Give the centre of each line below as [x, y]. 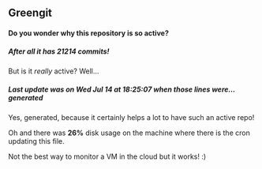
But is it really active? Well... [54, 71]
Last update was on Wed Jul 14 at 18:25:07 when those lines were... [122, 89]
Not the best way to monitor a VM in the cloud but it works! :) [107, 156]
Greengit [30, 13]
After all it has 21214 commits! [59, 51]
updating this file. [36, 141]
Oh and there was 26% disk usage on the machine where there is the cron [129, 133]
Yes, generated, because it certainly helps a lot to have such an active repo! [131, 117]
